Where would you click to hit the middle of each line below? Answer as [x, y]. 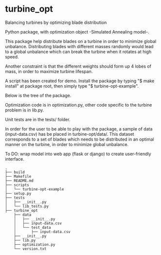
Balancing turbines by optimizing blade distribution [56, 22]
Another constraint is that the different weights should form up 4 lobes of [78, 66]
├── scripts [17, 185]
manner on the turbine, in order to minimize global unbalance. [67, 144]
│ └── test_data [32, 227]
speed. [12, 56]
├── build [15, 172]
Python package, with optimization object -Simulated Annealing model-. [77, 32]
